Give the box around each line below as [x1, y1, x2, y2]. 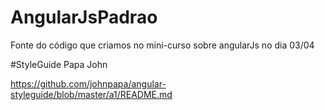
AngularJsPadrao [10, 6, 158, 29]
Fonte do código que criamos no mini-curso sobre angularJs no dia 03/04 [10, 39, 315, 51]
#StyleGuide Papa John [10, 58, 108, 70]
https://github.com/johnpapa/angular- [10, 77, 167, 90]
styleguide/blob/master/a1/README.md [10, 88, 173, 100]
